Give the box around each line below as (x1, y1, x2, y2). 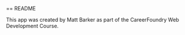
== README (6, 5, 36, 12)
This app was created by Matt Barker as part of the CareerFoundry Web (6, 16, 180, 23)
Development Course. (6, 23, 59, 29)
